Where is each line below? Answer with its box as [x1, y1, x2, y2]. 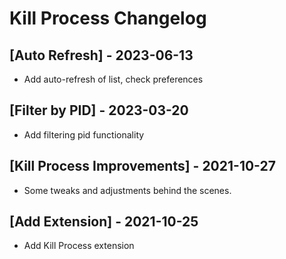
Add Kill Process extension [23, 240, 135, 252]
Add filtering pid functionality [23, 128, 145, 141]
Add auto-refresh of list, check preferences [23, 73, 204, 85]
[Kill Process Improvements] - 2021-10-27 [9, 158, 276, 175]
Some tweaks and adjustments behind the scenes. [23, 184, 232, 196]
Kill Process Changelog [9, 7, 207, 30]
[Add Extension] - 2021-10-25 [9, 213, 199, 231]
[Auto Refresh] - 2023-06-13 [9, 47, 194, 64]
